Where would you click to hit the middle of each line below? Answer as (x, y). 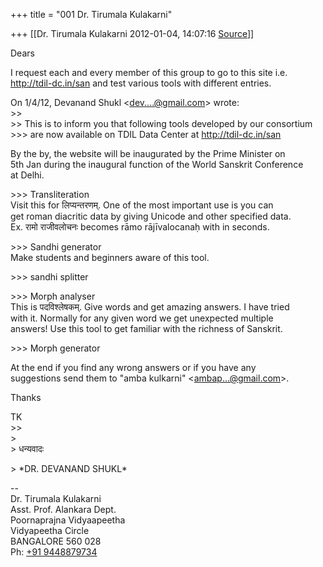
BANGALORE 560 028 (56, 541)
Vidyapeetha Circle (50, 530)
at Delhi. (27, 175)
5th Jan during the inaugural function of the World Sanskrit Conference (157, 164)
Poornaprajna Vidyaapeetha (68, 520)
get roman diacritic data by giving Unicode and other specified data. (151, 216)
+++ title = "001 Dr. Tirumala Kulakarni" (91, 14)
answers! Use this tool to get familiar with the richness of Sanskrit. (146, 328)
